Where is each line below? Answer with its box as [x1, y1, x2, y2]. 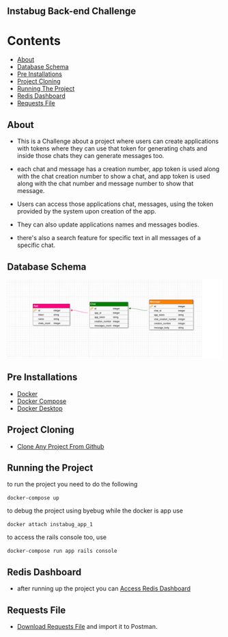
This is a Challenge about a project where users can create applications [16, 137, 219, 146]
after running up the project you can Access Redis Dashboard [16, 584, 191, 593]
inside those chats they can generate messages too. [16, 152, 165, 160]
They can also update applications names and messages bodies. [16, 220, 199, 229]
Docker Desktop [16, 404, 63, 413]
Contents [7, 33, 61, 49]
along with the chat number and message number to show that [16, 179, 194, 187]
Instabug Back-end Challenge [7, 5, 137, 17]
